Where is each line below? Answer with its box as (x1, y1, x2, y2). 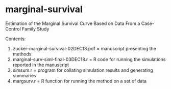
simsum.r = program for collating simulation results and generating (12, 67, 153, 73)
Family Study (22, 25, 50, 32)
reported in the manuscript (12, 62, 69, 68)
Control (5, 25, 21, 32)
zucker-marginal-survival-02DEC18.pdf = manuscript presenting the (12, 45, 157, 51)
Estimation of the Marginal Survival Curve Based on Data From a (5, 20, 140, 26)
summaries (12, 72, 37, 78)
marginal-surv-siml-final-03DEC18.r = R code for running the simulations (12, 56, 166, 62)
